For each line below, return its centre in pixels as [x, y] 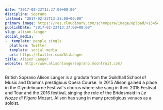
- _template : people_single [33, 41]
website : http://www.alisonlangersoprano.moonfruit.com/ [64, 63]
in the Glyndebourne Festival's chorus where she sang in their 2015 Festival [81, 88]
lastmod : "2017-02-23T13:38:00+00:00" [44, 18]
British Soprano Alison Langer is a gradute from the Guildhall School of [76, 78]
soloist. [12, 103]
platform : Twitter [28, 46]
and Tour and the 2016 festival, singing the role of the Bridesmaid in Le [76, 93]
